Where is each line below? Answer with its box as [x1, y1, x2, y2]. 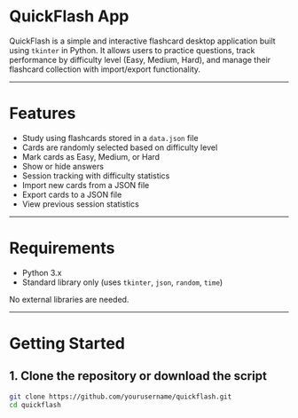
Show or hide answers [21, 161, 105, 171]
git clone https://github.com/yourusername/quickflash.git [9, 392, 232, 401]
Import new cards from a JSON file [21, 179, 150, 190]
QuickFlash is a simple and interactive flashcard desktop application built [9, 35, 277, 46]
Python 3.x [21, 267, 62, 278]
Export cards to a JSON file [21, 189, 122, 200]
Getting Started [9, 334, 126, 353]
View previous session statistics [21, 198, 139, 209]
